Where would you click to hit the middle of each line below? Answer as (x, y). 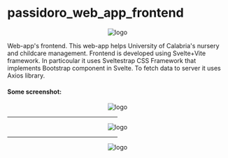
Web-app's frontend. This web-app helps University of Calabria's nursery (113, 45)
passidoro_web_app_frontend (95, 13)
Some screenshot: (34, 92)
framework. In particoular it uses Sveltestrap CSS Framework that (102, 60)
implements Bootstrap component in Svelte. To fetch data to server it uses (114, 68)
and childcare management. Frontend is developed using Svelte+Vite (107, 53)
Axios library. (26, 76)
